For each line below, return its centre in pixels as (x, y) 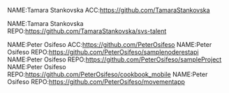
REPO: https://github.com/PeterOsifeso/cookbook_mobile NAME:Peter (108, 74)
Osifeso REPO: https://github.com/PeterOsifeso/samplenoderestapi (103, 52)
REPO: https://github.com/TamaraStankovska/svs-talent (87, 31)
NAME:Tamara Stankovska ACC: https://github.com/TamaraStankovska (109, 10)
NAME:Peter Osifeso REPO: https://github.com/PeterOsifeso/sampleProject (114, 59)
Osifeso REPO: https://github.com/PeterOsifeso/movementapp (96, 82)
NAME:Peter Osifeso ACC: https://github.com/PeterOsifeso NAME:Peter (110, 44)
